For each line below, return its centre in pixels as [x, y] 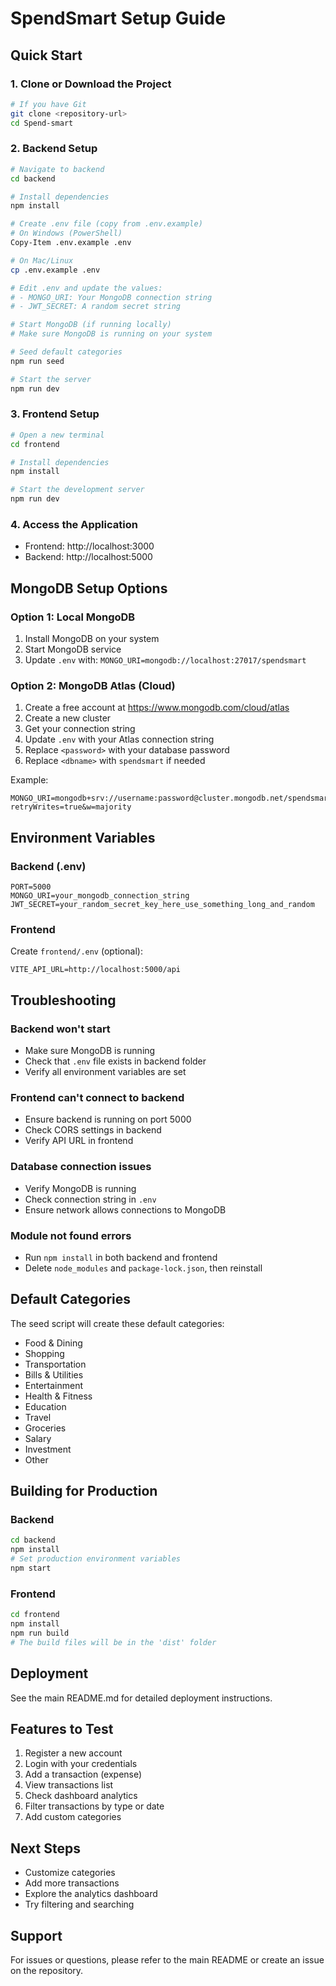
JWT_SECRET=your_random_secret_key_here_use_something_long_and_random [162, 905]
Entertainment [54, 1385]
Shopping [44, 1353]
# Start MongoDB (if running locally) [91, 325]
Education [45, 1406]
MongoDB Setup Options [89, 588]
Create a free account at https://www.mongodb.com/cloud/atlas [157, 708]
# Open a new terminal [57, 435]
